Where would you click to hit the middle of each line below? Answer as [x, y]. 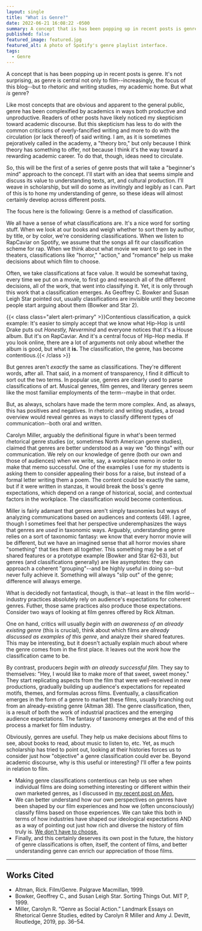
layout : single [25, 12]
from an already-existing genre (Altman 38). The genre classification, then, [99, 706]
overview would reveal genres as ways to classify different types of [90, 417]
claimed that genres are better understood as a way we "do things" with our [100, 448]
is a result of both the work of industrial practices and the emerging [90, 712]
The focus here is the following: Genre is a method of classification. [90, 211]
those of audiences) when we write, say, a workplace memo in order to [94, 460]
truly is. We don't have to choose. [57, 832]
